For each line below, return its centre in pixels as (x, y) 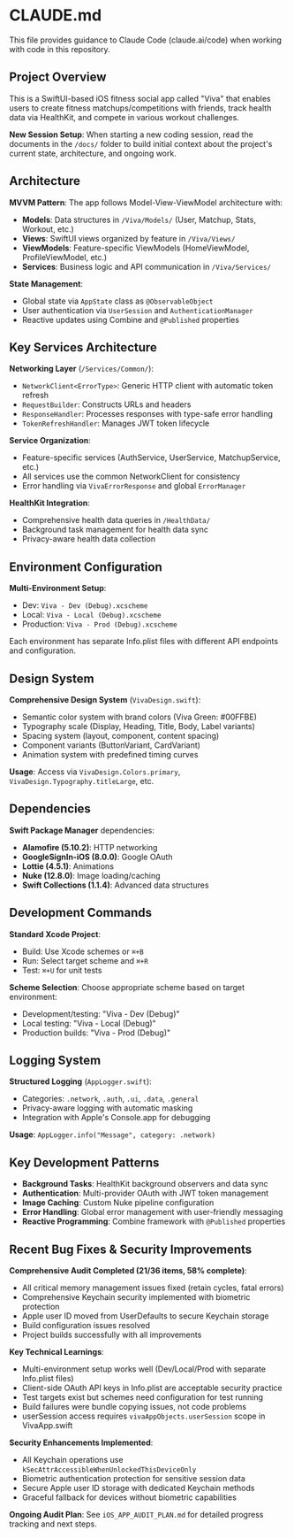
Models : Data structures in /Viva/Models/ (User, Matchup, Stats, (139, 219)
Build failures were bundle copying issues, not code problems (134, 1407)
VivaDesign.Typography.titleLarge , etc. (82, 781)
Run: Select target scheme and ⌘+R (85, 960)
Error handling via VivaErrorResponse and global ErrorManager (134, 486)
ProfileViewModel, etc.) (64, 257)
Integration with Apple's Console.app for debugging (116, 1118)
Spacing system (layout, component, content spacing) (121, 736)
